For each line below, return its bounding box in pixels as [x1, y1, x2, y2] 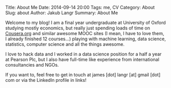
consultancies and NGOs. [5, 62, 59, 68]
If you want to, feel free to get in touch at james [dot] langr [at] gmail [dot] [5, 72, 161, 78]
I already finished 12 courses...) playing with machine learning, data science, [5, 36, 166, 42]
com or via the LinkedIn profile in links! [5, 77, 87, 83]
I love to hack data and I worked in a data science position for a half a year [5, 51, 162, 57]
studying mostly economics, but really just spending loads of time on [5, 25, 151, 31]
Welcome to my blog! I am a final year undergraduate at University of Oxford [5, 20, 166, 25]
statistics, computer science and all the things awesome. [5, 41, 125, 47]
